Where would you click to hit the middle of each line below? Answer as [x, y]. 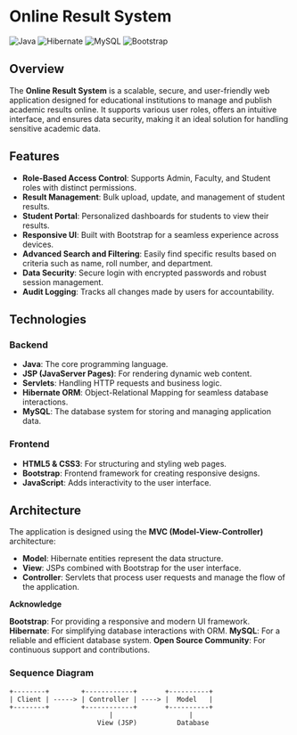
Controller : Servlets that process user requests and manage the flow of [153, 577]
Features [34, 156]
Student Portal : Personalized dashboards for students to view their [145, 216]
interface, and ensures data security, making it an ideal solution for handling [149, 118]
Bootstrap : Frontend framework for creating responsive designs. [141, 473]
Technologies [48, 319]
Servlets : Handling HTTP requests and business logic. [122, 383]
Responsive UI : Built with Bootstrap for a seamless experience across [150, 234]
